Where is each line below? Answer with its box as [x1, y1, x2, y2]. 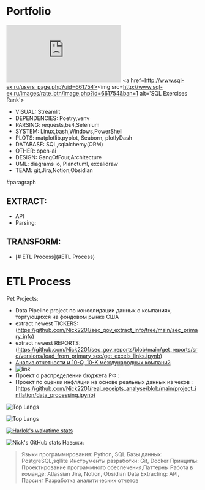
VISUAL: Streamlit [15, 108, 61, 115]
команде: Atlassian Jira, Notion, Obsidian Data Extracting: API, [21, 470, 180, 477]
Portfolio [6, 4, 51, 18]
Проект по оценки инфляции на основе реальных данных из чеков [15, 378, 190, 385]
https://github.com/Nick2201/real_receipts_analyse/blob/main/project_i [17, 385, 197, 392]
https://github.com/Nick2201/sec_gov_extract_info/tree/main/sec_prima [17, 326, 198, 333]
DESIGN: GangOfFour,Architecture [15, 153, 102, 160]
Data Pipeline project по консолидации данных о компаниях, [15, 306, 173, 314]
